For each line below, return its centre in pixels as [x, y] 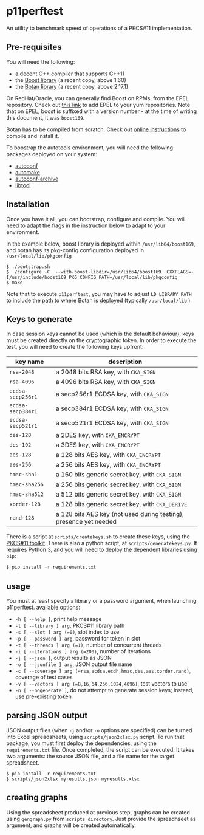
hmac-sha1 [23, 475]
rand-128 [22, 518]
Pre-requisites [34, 47]
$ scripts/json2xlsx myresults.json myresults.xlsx [73, 779]
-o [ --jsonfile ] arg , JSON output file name [73, 664]
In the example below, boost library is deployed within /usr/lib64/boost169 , [101, 244]
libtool [23, 185]
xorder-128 [25, 504]
